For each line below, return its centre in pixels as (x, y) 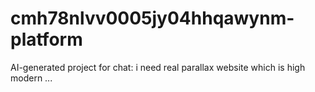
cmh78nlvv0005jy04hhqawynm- (152, 18)
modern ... (31, 78)
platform (46, 39)
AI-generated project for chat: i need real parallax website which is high (158, 67)
